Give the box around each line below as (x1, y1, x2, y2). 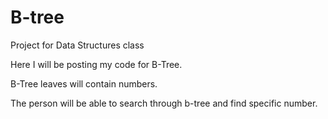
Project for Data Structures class (10, 39, 145, 51)
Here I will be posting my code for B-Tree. (10, 58, 183, 70)
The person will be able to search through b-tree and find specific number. (10, 97, 318, 109)
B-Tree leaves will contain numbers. (10, 77, 158, 90)
